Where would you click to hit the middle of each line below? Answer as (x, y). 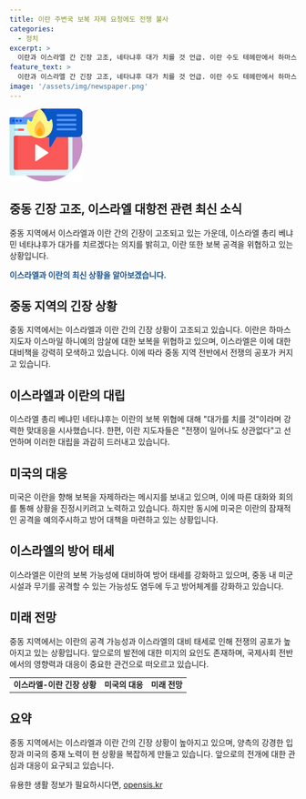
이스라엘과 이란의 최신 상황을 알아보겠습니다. (88, 275)
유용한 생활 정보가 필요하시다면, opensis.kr (86, 784)
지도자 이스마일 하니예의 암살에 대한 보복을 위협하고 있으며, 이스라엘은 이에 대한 (150, 341)
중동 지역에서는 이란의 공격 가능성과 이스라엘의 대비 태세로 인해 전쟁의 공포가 (146, 641)
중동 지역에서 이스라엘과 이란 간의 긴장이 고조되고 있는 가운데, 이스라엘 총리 (143, 233)
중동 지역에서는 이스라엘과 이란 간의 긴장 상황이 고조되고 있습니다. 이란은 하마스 (150, 330)
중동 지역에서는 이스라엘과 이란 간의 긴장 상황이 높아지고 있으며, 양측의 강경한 (147, 743)
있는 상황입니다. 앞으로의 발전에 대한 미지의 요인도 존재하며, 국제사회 (155, 652)
